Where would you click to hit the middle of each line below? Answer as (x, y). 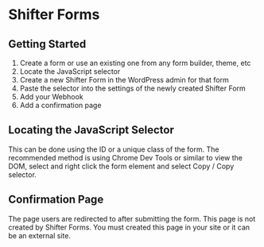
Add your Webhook (51, 96)
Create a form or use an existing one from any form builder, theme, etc (135, 63)
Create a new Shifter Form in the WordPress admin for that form (124, 80)
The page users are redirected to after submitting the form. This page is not (132, 218)
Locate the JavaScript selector (70, 71)
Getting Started (47, 44)
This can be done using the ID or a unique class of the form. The (114, 149)
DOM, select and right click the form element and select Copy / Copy (121, 166)
